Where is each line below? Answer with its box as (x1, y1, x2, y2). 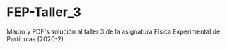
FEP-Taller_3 (6, 4, 82, 20)
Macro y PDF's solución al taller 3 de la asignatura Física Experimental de (6, 27, 221, 36)
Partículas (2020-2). (6, 34, 66, 43)
